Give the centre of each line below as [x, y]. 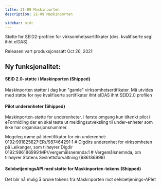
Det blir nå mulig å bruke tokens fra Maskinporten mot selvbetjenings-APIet [80, 179]
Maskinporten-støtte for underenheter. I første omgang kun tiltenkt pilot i [78, 117]
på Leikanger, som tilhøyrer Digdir [39, 147]
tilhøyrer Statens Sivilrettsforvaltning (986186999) [55, 158]
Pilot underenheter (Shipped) [35, 106]
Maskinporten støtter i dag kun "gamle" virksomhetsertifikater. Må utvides [79, 90]
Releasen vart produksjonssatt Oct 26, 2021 [49, 51]
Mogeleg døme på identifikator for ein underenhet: [56, 137]
